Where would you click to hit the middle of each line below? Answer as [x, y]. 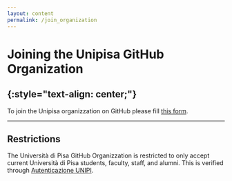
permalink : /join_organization [52, 20]
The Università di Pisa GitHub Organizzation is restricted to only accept [108, 155]
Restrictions [34, 139]
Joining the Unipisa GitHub [86, 54]
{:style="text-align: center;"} [72, 94]
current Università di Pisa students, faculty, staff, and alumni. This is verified [115, 163]
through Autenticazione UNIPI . [50, 171]
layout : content [30, 13]
